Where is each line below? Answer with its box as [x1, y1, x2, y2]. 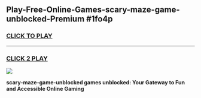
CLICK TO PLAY [6, 32, 53, 40]
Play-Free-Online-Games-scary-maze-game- [6, 5, 181, 15]
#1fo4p [86, 14, 113, 24]
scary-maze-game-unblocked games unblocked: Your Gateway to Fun [6, 78, 185, 86]
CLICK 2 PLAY [6, 54, 48, 62]
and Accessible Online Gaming [6, 85, 84, 92]
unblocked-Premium [6, 14, 85, 24]
